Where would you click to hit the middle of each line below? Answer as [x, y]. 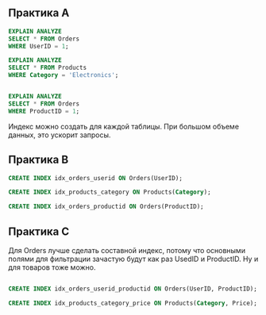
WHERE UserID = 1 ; [39, 46]
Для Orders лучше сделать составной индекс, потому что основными [127, 250]
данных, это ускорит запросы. [60, 135]
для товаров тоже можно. [52, 267]
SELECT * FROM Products [48, 68]
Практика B [39, 160]
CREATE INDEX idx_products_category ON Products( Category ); [110, 192]
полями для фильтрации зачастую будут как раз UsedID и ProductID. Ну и [133, 259]
